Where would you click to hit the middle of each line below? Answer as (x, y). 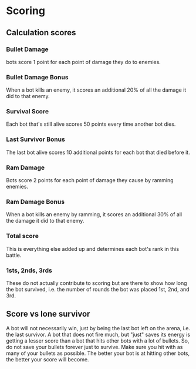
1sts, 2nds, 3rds (29, 270)
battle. (14, 255)
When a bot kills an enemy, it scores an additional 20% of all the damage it (96, 90)
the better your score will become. (48, 359)
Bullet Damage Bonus (37, 77)
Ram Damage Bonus (36, 202)
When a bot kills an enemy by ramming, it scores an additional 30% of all (94, 214)
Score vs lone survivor (48, 314)
